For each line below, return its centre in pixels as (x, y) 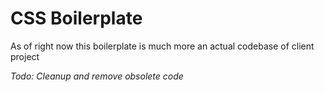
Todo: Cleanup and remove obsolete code (97, 76)
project (25, 56)
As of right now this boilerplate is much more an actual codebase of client (162, 46)
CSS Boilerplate (76, 18)
